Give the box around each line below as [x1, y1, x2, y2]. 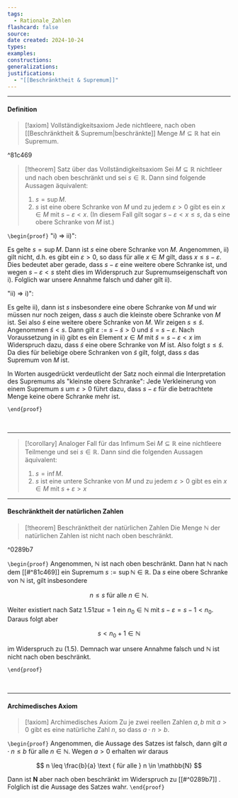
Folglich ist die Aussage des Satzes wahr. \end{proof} [7, 782, 165, 791]
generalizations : [7, 63, 59, 70]
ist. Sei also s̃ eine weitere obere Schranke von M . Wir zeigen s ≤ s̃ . [7, 317, 204, 327]
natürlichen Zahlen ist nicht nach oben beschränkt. [24, 531, 174, 540]
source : [7, 30, 30, 38]
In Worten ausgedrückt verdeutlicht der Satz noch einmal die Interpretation [7, 369, 226, 378]
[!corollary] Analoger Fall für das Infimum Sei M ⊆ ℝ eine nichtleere [24, 439, 222, 447]
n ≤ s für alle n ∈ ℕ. [89, 591, 149, 599]
